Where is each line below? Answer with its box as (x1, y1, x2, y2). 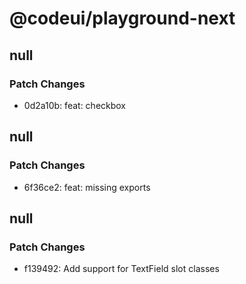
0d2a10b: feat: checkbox (23, 99, 127, 111)
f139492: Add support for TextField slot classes (23, 263, 220, 275)
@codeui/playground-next (9, 7, 236, 30)
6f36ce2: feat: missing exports (23, 181, 151, 193)
